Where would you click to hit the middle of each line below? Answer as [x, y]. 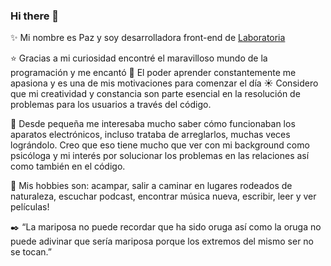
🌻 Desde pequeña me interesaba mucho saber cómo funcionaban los [153, 124]
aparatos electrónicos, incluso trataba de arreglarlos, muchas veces [150, 135]
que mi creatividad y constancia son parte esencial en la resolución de [155, 94]
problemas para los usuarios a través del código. [111, 105]
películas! [30, 207]
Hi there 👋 [35, 16]
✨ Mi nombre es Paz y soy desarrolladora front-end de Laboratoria [148, 38]
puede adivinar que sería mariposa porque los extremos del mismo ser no [162, 241]
